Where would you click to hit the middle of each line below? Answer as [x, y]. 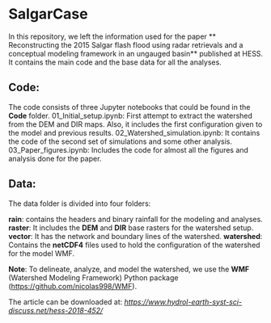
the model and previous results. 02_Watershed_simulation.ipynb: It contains [134, 132]
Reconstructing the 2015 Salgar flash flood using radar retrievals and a [126, 44]
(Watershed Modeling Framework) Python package [93, 277]
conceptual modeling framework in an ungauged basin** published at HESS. [136, 53]
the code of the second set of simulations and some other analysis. [121, 141]
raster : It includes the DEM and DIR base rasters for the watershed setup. [131, 228]
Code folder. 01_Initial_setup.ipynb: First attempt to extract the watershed [131, 115]
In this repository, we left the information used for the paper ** [112, 36]
